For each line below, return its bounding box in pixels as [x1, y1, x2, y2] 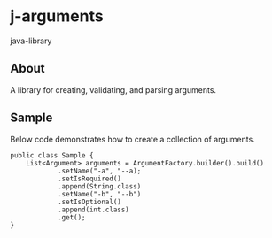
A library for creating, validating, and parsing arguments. [10, 84, 216, 95]
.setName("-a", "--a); [57, 166, 142, 175]
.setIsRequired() [57, 174, 122, 183]
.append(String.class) [57, 181, 142, 191]
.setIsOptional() [57, 197, 122, 206]
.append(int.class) [57, 205, 129, 214]
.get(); [57, 212, 87, 222]
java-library [10, 35, 52, 46]
